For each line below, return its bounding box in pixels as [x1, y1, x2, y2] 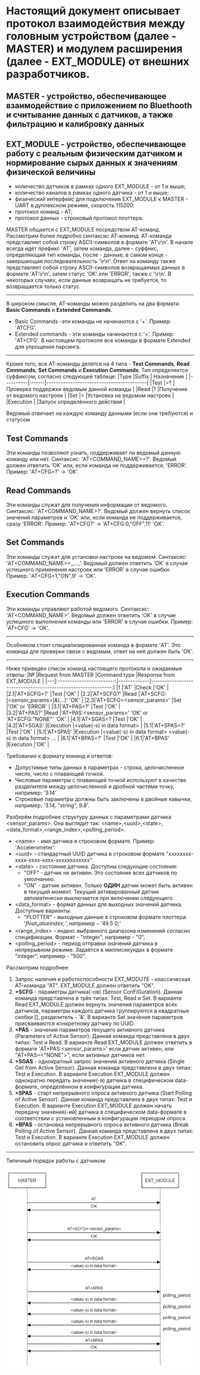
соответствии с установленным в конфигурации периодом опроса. [14, 1115, 187, 1122]
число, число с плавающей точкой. [14, 770, 105, 777]
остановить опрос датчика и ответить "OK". [14, 1140, 127, 1147]
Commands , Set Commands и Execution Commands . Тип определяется [6, 367, 188, 374]
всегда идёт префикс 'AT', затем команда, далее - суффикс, [6, 245, 159, 252]
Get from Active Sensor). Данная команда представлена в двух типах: [14, 1064, 192, 1071]
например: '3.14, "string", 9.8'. [14, 802, 90, 809]
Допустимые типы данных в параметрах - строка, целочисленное [14, 764, 185, 771]
